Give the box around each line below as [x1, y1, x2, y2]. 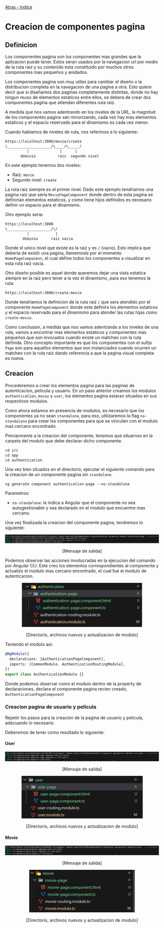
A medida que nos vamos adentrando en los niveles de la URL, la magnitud [5, 109, 156, 115]
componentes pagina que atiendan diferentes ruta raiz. [5, 100, 116, 105]
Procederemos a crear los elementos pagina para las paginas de [5, 382, 135, 388]
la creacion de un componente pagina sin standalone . [5, 471, 113, 477]
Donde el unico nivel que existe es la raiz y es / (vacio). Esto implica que [5, 245, 151, 251]
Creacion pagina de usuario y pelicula [5, 703, 97, 710]
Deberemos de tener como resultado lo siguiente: [5, 729, 105, 735]
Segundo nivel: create [12, 177, 57, 183]
